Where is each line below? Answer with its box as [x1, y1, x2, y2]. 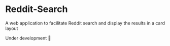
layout [5, 25, 18, 31]
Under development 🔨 [5, 35, 51, 41]
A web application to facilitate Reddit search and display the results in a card [5, 20, 165, 26]
